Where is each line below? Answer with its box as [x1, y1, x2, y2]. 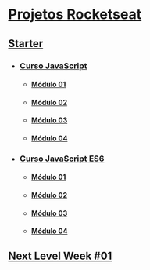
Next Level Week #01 [8, 249, 112, 262]
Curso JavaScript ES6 [19, 153, 105, 164]
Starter [8, 37, 44, 50]
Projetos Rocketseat [8, 5, 142, 24]
